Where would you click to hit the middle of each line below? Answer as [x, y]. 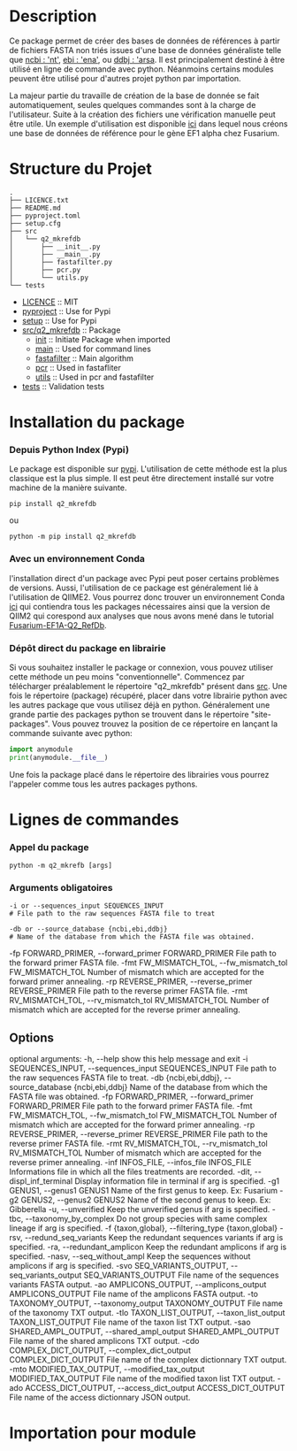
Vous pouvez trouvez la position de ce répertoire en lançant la [165, 724]
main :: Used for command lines [93, 349]
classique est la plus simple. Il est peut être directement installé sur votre [141, 479]
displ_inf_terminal [41, 1181]
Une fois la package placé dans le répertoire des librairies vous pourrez [139, 774]
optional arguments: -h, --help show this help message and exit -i [129, 1059]
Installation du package [97, 422]
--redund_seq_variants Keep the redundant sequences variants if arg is [154, 1238]
